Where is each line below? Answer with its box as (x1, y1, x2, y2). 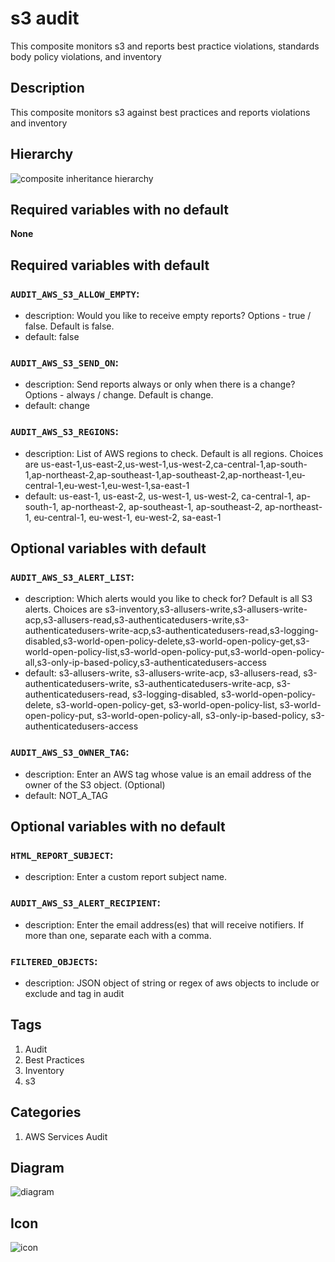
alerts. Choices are (24, 603, 103, 616)
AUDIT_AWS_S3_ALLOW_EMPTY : (10, 287, 140, 301)
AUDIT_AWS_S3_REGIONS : (10, 425, 119, 439)
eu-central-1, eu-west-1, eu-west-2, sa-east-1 (33, 511, 222, 523)
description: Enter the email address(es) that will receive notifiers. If (24, 918, 305, 931)
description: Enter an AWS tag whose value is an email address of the (24, 768, 312, 780)
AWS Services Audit (24, 1130, 108, 1142)
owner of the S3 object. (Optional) (24, 778, 166, 791)
